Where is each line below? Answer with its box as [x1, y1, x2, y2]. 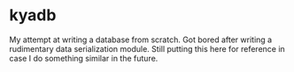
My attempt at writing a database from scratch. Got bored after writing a [9, 34, 273, 45]
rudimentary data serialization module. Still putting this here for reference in [9, 43, 285, 54]
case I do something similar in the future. [9, 53, 159, 63]
